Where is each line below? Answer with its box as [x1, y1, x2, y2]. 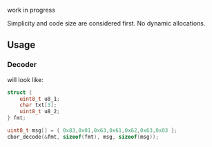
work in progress [7, 6, 55, 14]
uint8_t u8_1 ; [19, 95, 60, 102]
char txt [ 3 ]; [19, 101, 57, 109]
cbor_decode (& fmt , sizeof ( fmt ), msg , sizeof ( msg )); [7, 133, 159, 140]
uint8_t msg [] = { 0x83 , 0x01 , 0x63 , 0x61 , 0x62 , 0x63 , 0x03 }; [7, 127, 177, 134]
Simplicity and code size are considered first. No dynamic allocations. [7, 19, 206, 27]
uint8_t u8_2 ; [19, 108, 60, 115]
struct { [7, 89, 32, 96]
